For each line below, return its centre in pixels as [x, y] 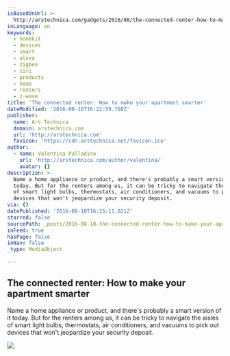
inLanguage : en [29, 26]
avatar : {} [35, 166]
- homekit [27, 39]
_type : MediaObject [35, 250]
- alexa [24, 58]
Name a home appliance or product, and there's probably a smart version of [114, 310]
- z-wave [26, 97]
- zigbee [26, 64]
